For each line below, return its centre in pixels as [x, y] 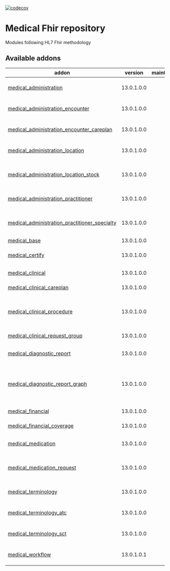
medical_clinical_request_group [45, 335]
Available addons [33, 58]
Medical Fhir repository [55, 28]
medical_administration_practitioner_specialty [62, 222]
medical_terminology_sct [37, 533]
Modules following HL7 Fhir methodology [48, 42]
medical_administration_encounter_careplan [60, 129]
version [134, 73]
